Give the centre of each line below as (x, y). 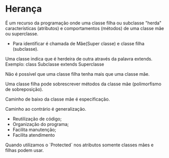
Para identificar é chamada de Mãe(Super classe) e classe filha (78, 43)
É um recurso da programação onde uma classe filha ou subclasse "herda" (83, 23)
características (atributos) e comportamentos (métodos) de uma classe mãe (85, 28)
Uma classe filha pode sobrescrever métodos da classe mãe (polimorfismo (83, 84)
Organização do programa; (41, 124)
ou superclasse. (22, 34)
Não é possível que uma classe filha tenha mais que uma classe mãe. (78, 74)
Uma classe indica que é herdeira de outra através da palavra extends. (79, 58)
